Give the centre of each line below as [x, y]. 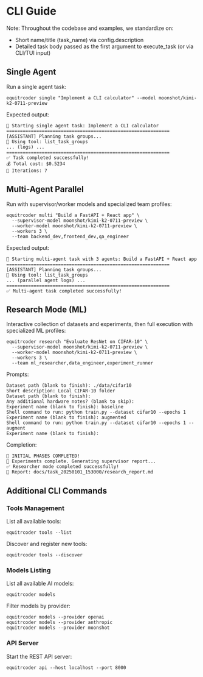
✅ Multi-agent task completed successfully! [64, 291]
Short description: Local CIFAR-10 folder [61, 391]
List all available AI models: [40, 584]
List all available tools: [34, 522]
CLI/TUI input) [33, 52]
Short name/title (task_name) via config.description [79, 40]
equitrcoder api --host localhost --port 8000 [66, 668]
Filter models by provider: [39, 606]
